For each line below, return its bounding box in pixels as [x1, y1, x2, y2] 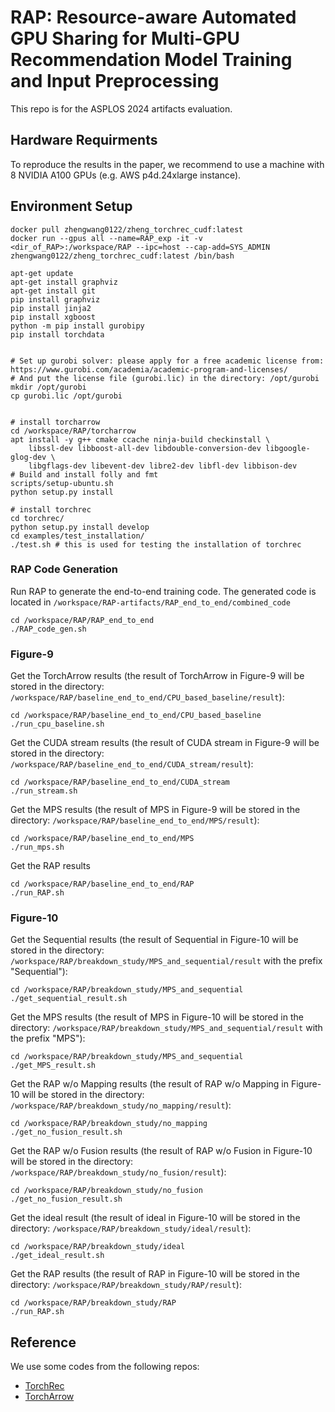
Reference [10, 1334, 77, 1351]
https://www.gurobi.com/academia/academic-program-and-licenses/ [10, 364, 288, 375]
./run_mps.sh [10, 842, 65, 853]
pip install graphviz [10, 294, 101, 305]
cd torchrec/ [10, 513, 65, 523]
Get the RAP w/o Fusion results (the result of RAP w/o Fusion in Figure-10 [10, 1145, 313, 1157]
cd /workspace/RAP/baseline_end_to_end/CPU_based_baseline [10, 711, 262, 721]
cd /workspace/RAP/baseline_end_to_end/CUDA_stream [10, 777, 230, 788]
